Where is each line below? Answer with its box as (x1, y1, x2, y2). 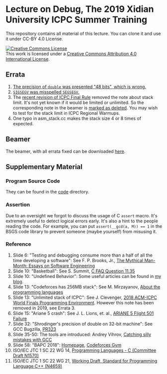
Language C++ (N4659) (12, 363, 63, 369)
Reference (5, 241, 31, 248)
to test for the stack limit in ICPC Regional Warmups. (12, 110, 120, 116)
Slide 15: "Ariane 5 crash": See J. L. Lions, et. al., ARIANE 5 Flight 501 (12, 310, 154, 316)
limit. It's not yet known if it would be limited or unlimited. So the (12, 99, 144, 105)
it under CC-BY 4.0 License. (5, 36, 64, 42)
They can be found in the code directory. (5, 189, 89, 195)
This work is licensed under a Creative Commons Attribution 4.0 (5, 51, 137, 57)
